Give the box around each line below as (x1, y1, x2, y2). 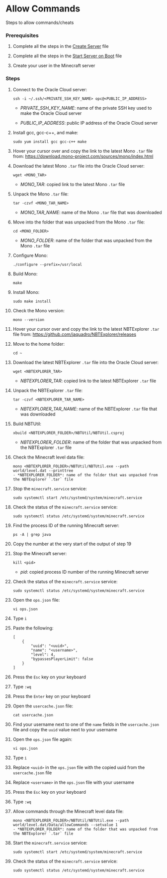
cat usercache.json (12, 712, 54, 717)
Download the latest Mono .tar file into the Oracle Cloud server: (12, 163, 145, 169)
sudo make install (12, 299, 51, 304)
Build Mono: (12, 270, 38, 277)
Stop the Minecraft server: (12, 550, 67, 556)
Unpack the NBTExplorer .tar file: (12, 387, 83, 393)
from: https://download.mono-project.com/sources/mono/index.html (12, 153, 154, 159)
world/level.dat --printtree (12, 468, 74, 473)
